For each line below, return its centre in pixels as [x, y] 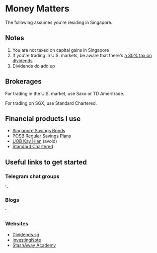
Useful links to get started [46, 162]
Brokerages [24, 82]
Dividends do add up [34, 66]
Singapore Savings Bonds [39, 131]
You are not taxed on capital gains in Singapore [61, 50]
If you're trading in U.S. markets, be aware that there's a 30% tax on [82, 55]
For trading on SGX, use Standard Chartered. [51, 103]
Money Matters [37, 9]
